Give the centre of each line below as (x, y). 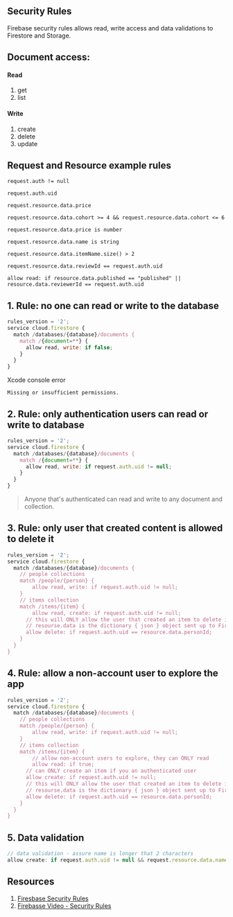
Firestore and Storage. (39, 35)
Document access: (49, 57)
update (27, 143)
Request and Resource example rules (89, 165)
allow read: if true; (63, 765)
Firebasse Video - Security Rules (64, 906)
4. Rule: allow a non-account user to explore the (113, 673)
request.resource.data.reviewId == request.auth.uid (85, 266)
